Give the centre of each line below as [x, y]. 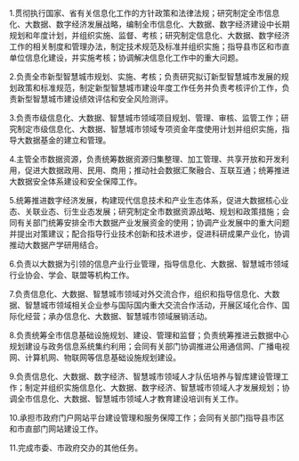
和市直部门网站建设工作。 [56, 429]
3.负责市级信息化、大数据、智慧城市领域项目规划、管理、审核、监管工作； [145, 118]
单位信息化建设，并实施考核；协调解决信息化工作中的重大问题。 [126, 58]
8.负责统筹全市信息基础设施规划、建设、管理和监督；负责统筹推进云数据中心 [149, 335]
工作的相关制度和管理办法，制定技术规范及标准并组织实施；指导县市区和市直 [149, 46]
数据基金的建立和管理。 [68, 140]
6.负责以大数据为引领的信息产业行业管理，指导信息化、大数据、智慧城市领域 [149, 264]
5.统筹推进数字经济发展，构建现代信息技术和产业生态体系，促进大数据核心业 [149, 200]
